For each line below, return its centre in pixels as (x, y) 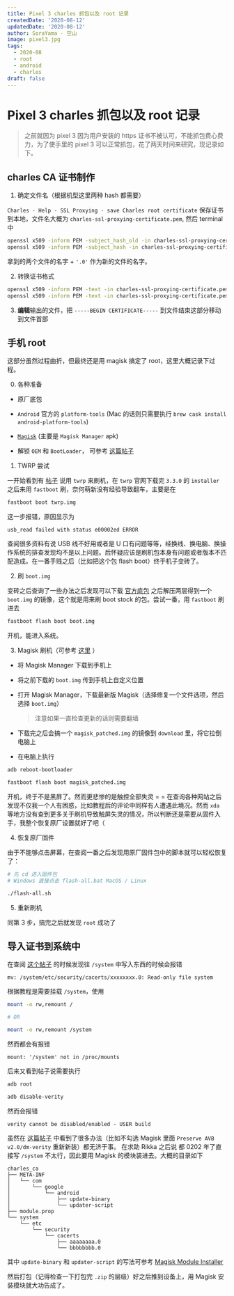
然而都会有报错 (29, 1044)
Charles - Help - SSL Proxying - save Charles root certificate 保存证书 (116, 210)
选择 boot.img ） (40, 704)
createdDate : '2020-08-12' (46, 20)
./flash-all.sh (29, 893)
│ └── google (36, 1187)
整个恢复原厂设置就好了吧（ (65, 822)
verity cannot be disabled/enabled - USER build (79, 1124)
